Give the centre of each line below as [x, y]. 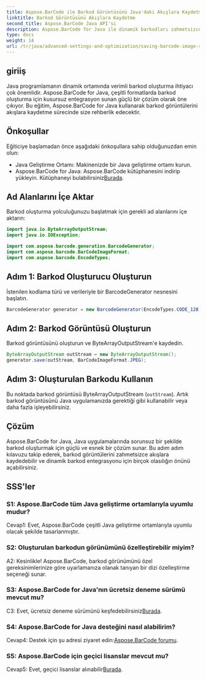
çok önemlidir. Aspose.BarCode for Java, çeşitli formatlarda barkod [91, 92]
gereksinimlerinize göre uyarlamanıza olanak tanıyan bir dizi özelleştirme [98, 567]
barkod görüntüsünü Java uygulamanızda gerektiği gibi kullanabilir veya [97, 400]
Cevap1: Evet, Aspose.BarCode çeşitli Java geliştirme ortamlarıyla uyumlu [99, 525]
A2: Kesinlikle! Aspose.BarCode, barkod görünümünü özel [80, 561]
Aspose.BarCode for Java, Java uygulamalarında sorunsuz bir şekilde [94, 441]
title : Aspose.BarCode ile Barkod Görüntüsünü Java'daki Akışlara [93, 12]
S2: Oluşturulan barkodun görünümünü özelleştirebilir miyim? [100, 548]
